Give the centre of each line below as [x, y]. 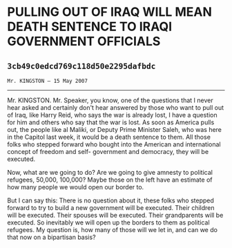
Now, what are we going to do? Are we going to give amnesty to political [110, 172]
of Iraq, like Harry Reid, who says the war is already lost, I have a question [112, 115]
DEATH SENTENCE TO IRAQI [90, 27]
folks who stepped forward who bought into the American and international [114, 144]
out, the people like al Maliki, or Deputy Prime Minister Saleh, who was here [115, 130]
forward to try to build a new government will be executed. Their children [111, 208]
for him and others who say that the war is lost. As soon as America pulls [111, 122]
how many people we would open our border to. [76, 187]
